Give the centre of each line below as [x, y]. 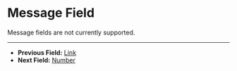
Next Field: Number [46, 60]
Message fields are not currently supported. [71, 32]
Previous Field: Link [47, 52]
